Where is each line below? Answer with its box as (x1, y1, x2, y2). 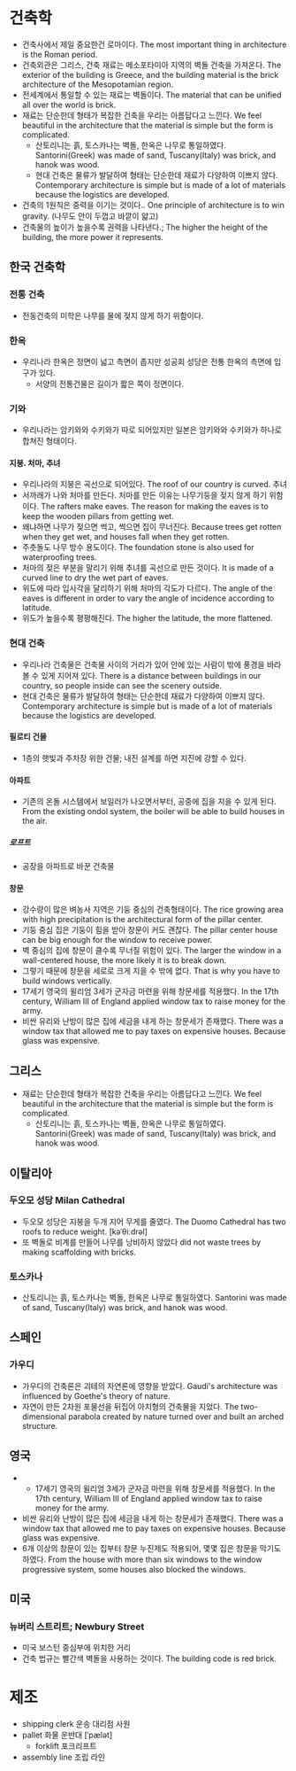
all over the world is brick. (21, 99, 117, 110)
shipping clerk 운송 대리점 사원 (21, 1719, 131, 1729)
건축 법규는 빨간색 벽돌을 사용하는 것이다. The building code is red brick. (21, 1653, 277, 1664)
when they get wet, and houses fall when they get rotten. (21, 532, 230, 542)
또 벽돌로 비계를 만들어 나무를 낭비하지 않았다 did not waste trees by (21, 1237, 262, 1247)
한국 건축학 (9, 260, 66, 275)
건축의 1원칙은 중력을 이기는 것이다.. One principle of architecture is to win (21, 199, 285, 210)
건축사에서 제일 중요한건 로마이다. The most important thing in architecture (21, 39, 287, 50)
